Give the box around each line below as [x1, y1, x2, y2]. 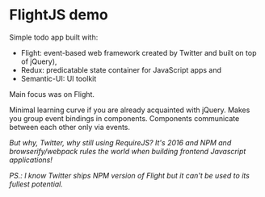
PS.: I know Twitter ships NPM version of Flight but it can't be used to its [9, 170, 250, 180]
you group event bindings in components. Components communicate [9, 113, 240, 123]
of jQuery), [20, 57, 57, 66]
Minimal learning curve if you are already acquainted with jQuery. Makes [9, 105, 250, 115]
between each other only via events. [9, 122, 131, 132]
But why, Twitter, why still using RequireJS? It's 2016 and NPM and [9, 137, 232, 147]
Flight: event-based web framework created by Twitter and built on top [20, 48, 257, 57]
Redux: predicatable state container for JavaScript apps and [20, 65, 221, 74]
